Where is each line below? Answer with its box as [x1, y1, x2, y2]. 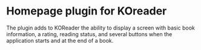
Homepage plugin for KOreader [6, 4, 167, 18]
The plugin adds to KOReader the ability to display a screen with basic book [6, 24, 196, 31]
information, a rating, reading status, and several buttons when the [6, 30, 173, 37]
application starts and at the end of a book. [6, 37, 114, 44]
